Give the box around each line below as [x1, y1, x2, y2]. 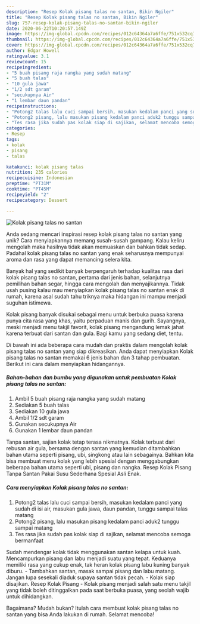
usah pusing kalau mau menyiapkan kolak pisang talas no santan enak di [6, 286, 185, 293]
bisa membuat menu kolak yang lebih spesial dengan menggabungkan [6, 457, 179, 465]
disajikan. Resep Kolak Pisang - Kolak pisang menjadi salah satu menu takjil [6, 580, 191, 588]
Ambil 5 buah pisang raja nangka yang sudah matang [14, 395, 146, 402]
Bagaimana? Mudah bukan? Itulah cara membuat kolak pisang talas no [6, 604, 179, 612]
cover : [6, 42, 23, 48]
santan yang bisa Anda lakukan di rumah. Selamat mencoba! [6, 611, 155, 618]
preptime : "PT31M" [6, 180, 52, 187]
